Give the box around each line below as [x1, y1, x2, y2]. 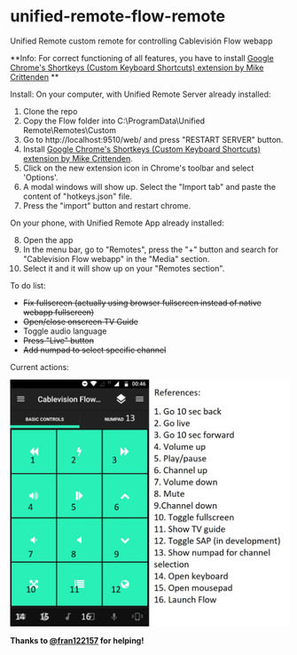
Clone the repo [22, 106, 78, 116]
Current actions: [10, 361, 69, 372]
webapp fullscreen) [22, 306, 95, 317]
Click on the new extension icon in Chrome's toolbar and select [22, 162, 254, 173]
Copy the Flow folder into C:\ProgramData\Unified [22, 115, 206, 126]
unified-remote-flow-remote [10, 6, 225, 27]
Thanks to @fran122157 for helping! [10, 635, 145, 646]
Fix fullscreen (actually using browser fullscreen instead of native [22, 297, 262, 308]
